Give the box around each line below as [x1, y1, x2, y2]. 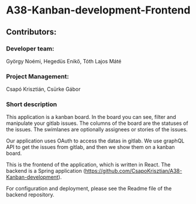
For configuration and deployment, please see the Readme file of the [6, 185, 172, 192]
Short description [6, 100, 57, 108]
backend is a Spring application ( [6, 168, 86, 175]
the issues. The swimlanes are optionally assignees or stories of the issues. [6, 126, 188, 133]
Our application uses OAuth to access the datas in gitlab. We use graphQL [6, 137, 185, 144]
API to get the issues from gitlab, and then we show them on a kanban [6, 144, 176, 151]
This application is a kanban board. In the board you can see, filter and [6, 114, 177, 121]
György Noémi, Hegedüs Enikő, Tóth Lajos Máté [6, 57, 122, 64]
